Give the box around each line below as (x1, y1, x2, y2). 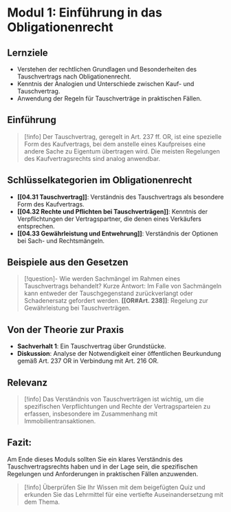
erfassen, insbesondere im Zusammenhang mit (23, 409, 158, 418)
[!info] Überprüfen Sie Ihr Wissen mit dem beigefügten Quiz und (23, 483, 206, 491)
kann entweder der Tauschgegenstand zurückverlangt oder (23, 289, 194, 297)
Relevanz (7, 376, 48, 388)
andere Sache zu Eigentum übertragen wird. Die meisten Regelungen (23, 147, 220, 156)
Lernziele (7, 47, 48, 58)
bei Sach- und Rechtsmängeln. (16, 236, 105, 245)
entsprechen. (16, 222, 55, 230)
